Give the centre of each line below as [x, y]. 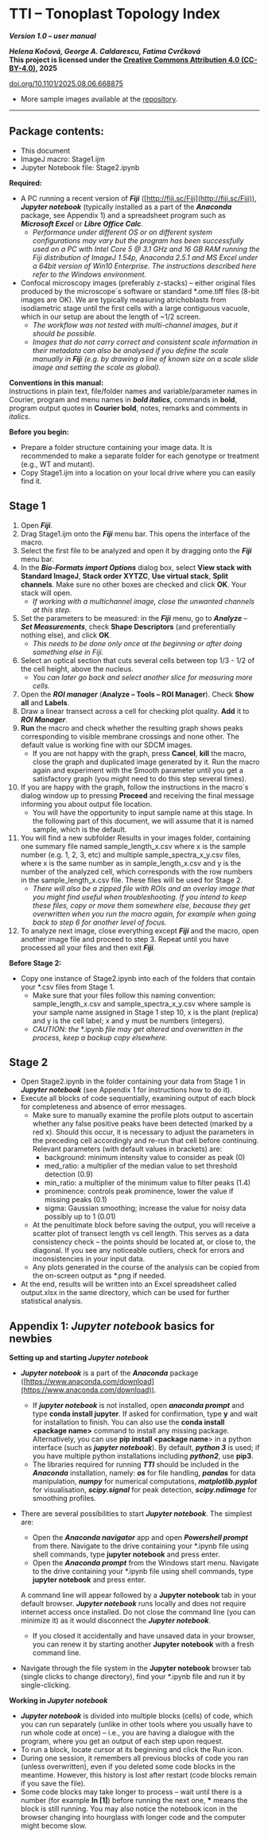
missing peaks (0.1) [76, 1200]
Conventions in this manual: [56, 382]
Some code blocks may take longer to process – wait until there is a [131, 1792]
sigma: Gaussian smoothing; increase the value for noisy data [145, 1208]
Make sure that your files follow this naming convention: [124, 995]
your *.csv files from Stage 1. [67, 987]
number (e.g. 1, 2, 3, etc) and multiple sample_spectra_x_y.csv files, [131, 855]
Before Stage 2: [35, 963]
